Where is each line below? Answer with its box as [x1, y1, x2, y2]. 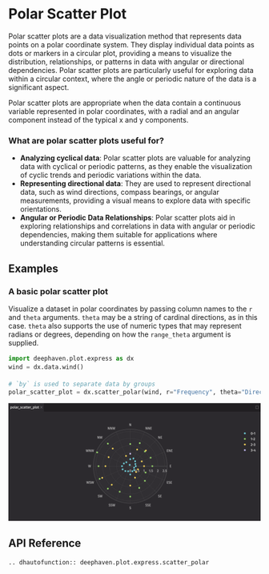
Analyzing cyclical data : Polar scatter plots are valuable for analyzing [19, 153, 251, 163]
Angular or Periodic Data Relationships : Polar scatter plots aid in [19, 213, 236, 223]
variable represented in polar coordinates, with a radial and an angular [8, 106, 240, 116]
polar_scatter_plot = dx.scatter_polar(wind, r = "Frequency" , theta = [8, 388, 242, 397]
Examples [8, 261, 58, 275]
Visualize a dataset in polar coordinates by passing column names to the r [8, 304, 253, 313]
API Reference [8, 536, 82, 550]
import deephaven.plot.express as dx [8, 354, 134, 362]
